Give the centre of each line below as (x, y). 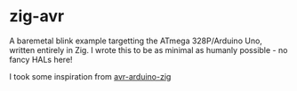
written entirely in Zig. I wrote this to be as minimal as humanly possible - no (148, 49)
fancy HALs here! (41, 59)
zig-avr (37, 16)
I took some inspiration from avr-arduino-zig (90, 76)
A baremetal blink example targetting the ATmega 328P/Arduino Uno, (136, 41)
